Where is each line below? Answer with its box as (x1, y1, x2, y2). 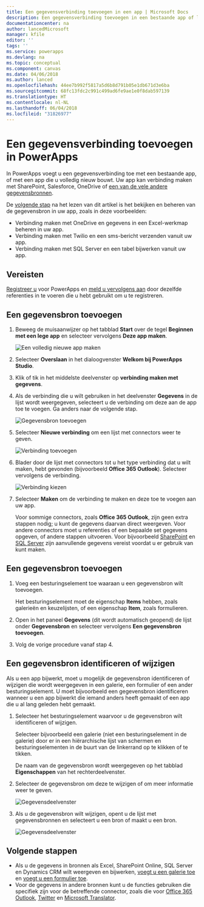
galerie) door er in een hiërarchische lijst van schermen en (15, 737, 161, 744)
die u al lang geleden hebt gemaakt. (6, 700, 96, 707)
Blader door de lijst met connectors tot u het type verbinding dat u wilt (15, 459, 191, 466)
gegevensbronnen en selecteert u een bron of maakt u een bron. (15, 816, 177, 824)
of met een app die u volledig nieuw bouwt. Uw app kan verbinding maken (6, 176, 192, 184)
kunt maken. (15, 546, 47, 553)
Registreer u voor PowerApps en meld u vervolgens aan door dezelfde (6, 285, 182, 293)
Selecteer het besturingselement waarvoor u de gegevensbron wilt (15, 712, 183, 720)
